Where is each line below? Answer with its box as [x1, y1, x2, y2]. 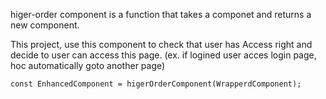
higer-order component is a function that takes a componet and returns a [10, 9, 312, 20]
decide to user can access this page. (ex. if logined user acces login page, [10, 49, 317, 61]
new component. [10, 19, 80, 31]
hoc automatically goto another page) [10, 60, 166, 71]
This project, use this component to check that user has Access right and [10, 39, 313, 50]
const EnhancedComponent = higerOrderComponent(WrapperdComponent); [10, 79, 302, 89]
